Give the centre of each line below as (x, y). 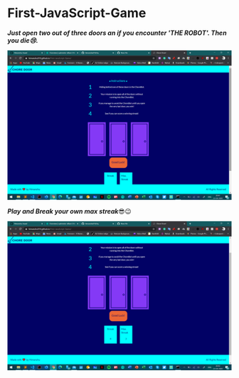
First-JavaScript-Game (77, 13)
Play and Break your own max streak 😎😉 (69, 211)
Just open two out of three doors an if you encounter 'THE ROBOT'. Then (117, 33)
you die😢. (23, 40)
